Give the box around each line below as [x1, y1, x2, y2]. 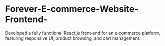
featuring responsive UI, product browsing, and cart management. [5, 35, 141, 41]
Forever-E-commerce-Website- [5, 3, 139, 15]
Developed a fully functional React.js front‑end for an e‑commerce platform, [5, 30, 161, 36]
